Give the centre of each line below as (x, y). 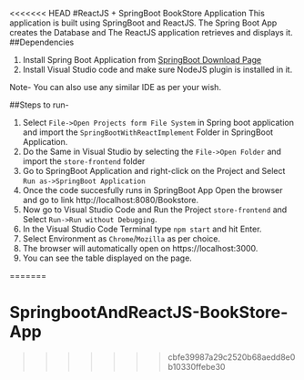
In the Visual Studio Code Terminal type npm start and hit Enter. (142, 229)
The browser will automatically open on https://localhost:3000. (140, 248)
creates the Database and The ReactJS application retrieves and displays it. (151, 32)
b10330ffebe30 (197, 366)
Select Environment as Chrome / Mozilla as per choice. (122, 239)
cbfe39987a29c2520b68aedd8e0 (232, 357)
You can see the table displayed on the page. (107, 258)
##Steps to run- (40, 105)
